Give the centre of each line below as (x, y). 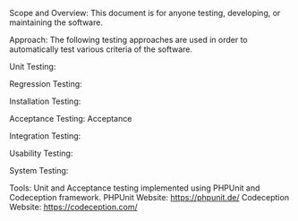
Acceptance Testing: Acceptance (71, 119)
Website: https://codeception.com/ (73, 207)
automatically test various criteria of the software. (101, 49)
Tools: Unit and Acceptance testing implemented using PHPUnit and (135, 188)
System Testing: (39, 170)
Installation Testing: (45, 101)
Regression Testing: (46, 84)
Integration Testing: (45, 136)
